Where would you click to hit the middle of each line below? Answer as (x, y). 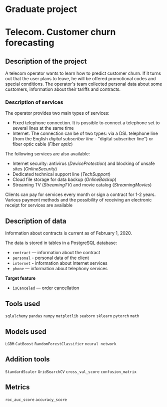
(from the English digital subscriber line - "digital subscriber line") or (83, 139)
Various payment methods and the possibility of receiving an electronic (78, 200)
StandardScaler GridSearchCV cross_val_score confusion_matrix (71, 372)
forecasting (30, 43)
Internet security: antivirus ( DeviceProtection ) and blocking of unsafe (83, 163)
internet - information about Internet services (60, 263)
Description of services (34, 102)
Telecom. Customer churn (60, 32)
